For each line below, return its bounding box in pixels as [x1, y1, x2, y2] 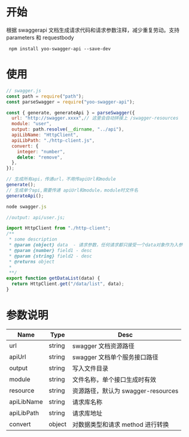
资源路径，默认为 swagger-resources [72, 387, 179, 395]
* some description [8, 236, 58, 242]
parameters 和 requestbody [6, 34, 74, 41]
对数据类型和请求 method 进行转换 [72, 420, 169, 429]
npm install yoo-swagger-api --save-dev [8, 45, 111, 51]
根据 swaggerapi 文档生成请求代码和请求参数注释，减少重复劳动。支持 [6, 26, 180, 34]
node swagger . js [6, 204, 47, 210]
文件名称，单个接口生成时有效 [72, 375, 157, 384]
